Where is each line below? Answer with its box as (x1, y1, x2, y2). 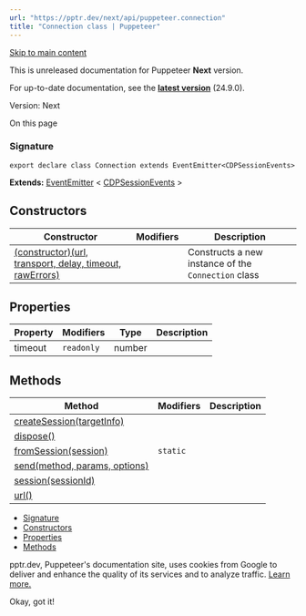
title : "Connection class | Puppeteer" (9, 22, 161, 31)
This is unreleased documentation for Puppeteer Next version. (9, 65, 244, 76)
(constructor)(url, (14, 245, 88, 258)
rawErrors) (14, 268, 61, 281)
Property (14, 326, 54, 339)
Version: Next (9, 99, 61, 110)
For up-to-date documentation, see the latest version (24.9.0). (9, 82, 246, 93)
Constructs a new (188, 245, 264, 258)
